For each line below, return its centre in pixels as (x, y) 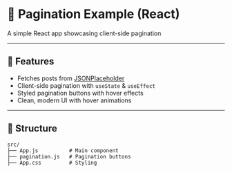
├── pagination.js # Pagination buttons (69, 156)
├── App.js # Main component (63, 151)
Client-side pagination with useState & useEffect (86, 85)
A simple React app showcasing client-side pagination (84, 33)
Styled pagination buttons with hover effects (80, 93)
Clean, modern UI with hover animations (74, 100)
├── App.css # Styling (52, 163)
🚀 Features (31, 62)
